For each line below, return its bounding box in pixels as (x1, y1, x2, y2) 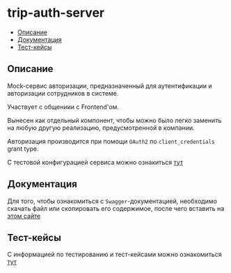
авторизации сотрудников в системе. (7, 89, 119, 97)
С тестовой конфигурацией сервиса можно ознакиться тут (7, 158, 183, 166)
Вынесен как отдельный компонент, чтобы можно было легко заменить (7, 116, 222, 124)
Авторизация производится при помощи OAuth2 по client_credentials (7, 137, 215, 145)
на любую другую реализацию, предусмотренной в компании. (7, 124, 195, 132)
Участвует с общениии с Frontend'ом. (7, 103, 120, 111)
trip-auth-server (7, 5, 105, 21)
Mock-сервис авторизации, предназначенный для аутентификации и (7, 82, 212, 90)
